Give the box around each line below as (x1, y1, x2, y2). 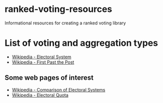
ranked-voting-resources (4, 3, 113, 15)
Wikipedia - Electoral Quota (11, 92, 69, 98)
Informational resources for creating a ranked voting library (4, 20, 126, 26)
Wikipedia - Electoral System (11, 54, 72, 60)
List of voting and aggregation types (4, 37, 158, 49)
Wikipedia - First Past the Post (11, 59, 74, 65)
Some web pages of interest (4, 74, 94, 82)
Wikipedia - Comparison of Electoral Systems (11, 87, 106, 93)
